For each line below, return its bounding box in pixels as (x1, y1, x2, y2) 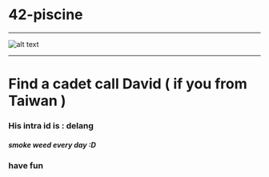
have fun (8, 160, 44, 171)
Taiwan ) (8, 92, 66, 110)
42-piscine (8, 6, 83, 24)
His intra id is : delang (8, 120, 94, 132)
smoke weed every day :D (8, 140, 96, 149)
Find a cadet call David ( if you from (8, 75, 248, 93)
